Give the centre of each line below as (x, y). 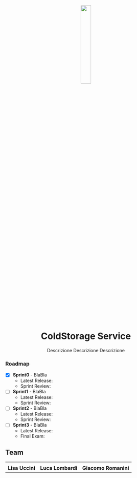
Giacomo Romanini (106, 468)
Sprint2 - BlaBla (30, 408)
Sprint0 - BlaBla (30, 375)
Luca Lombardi (59, 468)
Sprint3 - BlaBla (30, 425)
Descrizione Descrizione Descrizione (86, 350)
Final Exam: (32, 436)
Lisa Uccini (22, 468)
